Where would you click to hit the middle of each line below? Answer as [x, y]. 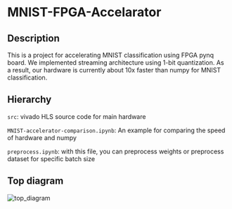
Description [33, 38]
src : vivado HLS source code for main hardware [77, 116]
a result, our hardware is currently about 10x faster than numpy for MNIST [114, 70]
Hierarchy [30, 100]
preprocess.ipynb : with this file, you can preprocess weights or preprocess [116, 151]
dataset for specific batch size [51, 158]
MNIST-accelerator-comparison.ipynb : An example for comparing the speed [116, 130]
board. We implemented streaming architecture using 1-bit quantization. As [116, 63]
